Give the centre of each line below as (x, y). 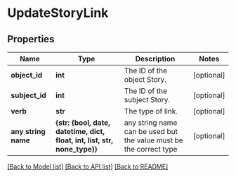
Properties (31, 39)
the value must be (154, 140)
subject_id (29, 95)
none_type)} (76, 149)
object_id (27, 75)
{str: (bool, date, (83, 123)
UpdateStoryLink (58, 13)
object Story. (145, 79)
